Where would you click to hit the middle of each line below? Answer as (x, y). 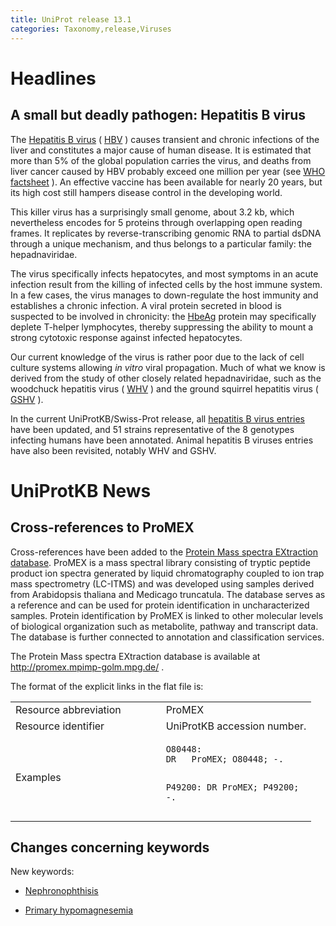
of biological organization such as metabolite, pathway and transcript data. (164, 626)
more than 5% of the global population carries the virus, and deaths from (161, 160)
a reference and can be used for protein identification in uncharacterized (160, 605)
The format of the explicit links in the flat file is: (107, 686)
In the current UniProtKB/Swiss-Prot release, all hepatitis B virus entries (157, 418)
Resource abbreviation (68, 709)
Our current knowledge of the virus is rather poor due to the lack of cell (157, 357)
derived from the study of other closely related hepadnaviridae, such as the (166, 378)
